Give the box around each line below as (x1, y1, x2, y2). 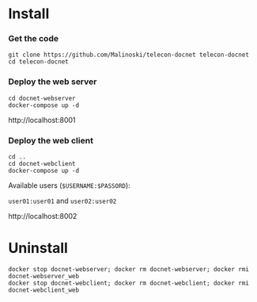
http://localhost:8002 (8, 212, 77, 221)
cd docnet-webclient (8, 160, 77, 168)
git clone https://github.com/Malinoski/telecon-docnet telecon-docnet (8, 51, 249, 59)
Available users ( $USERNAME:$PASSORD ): (8, 181, 130, 190)
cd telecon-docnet (8, 58, 69, 66)
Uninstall (8, 239, 69, 258)
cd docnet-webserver (8, 94, 77, 102)
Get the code (8, 33, 59, 44)
